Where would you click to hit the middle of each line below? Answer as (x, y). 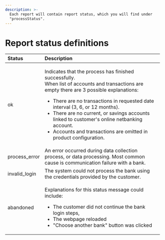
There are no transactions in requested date (103, 101)
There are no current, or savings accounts (101, 113)
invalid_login (22, 174)
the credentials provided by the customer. (93, 177)
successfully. (60, 78)
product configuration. (79, 138)
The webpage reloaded (80, 219)
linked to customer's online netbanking (97, 120)
